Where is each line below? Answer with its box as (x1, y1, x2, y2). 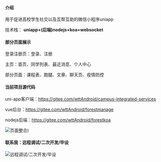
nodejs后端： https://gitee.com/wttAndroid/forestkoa (5, 117, 111, 123)
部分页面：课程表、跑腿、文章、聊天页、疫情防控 (5, 72, 104, 78)
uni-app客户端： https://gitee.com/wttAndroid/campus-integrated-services (5, 96, 156, 102)
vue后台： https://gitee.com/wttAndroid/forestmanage (5, 106, 114, 112)
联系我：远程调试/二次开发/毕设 (5, 139, 69, 145)
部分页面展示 (5, 39, 31, 45)
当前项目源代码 (5, 84, 35, 90)
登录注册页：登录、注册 (5, 51, 53, 57)
